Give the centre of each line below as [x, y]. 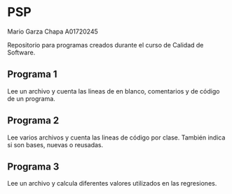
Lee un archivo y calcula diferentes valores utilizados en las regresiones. [112, 184]
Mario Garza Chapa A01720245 [53, 31]
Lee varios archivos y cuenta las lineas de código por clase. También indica [116, 137]
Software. [21, 52]
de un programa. [32, 98]
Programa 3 [33, 166]
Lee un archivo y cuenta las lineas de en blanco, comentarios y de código [114, 91]
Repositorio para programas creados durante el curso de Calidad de [105, 45]
